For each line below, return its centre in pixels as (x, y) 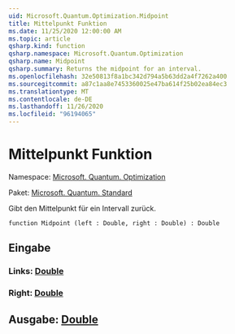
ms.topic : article (39, 39)
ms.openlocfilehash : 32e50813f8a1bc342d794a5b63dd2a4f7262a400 (118, 76)
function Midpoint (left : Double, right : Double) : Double (114, 223)
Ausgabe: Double (54, 319)
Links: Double (36, 271)
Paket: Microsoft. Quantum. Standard (70, 193)
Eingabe (30, 248)
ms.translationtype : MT (49, 91)
